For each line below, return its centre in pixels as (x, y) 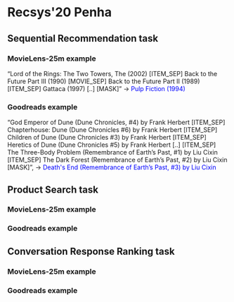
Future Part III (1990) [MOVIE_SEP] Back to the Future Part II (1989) (104, 81)
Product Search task (53, 189)
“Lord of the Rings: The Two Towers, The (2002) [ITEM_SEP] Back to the (112, 73)
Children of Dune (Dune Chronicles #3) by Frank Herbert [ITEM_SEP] (107, 138)
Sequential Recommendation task (83, 38)
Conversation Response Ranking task (91, 251)
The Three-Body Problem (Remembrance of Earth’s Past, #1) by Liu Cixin (112, 152)
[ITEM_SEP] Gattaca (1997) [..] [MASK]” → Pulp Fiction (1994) (97, 88)
